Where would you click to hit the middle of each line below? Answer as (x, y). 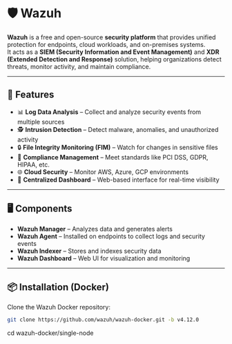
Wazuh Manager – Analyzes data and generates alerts (95, 229)
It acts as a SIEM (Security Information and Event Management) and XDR (113, 52)
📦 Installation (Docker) (58, 287)
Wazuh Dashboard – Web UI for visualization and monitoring (104, 258)
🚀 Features (31, 95)
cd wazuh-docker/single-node (50, 333)
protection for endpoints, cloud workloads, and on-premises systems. (106, 44)
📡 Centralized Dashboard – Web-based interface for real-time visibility (118, 180)
